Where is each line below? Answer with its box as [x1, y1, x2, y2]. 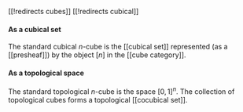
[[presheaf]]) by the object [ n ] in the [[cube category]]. [8, 50, 186, 60]
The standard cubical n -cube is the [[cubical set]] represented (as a [8, 42, 228, 52]
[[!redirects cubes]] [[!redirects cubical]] [8, 7, 139, 16]
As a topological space [8, 68, 85, 78]
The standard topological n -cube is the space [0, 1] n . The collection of [8, 85, 235, 96]
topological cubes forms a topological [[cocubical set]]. [8, 96, 188, 105]
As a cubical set [8, 24, 61, 34]
